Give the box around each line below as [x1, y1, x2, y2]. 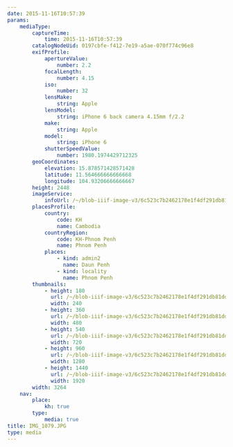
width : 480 [51, 319, 82, 326]
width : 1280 [51, 358, 85, 365]
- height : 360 [44, 306, 85, 314]
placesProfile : [32, 204, 76, 211]
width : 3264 [32, 384, 67, 391]
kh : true [44, 403, 70, 410]
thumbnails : [32, 281, 67, 288]
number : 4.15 [56, 74, 95, 82]
